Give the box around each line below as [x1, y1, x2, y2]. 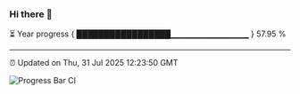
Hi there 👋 [9, 8, 54, 20]
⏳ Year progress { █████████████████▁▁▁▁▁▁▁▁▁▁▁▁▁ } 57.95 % [9, 28, 287, 39]
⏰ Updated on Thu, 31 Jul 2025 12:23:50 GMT [9, 58, 179, 68]
